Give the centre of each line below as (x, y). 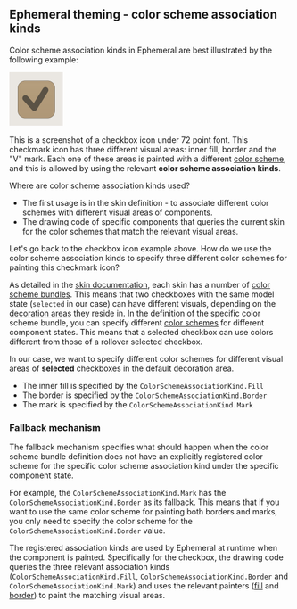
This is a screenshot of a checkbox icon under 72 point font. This (128, 140)
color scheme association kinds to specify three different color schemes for (148, 258)
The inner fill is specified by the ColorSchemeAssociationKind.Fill (143, 385)
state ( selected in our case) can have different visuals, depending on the (143, 303)
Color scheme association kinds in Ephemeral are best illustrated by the (141, 50)
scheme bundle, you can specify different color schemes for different (137, 322)
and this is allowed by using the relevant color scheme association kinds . (145, 168)
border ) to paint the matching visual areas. (87, 596)
